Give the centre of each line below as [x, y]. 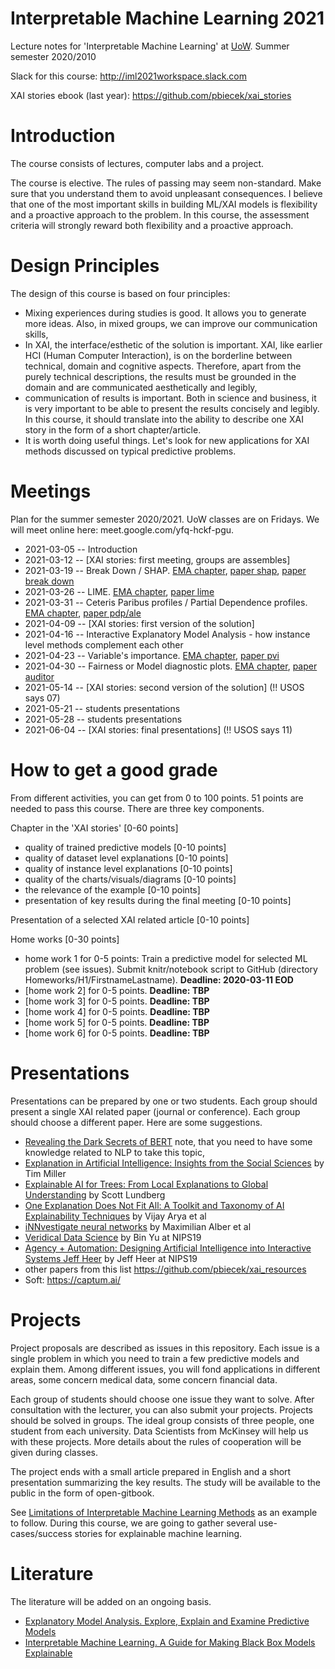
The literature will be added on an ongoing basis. [111, 1601]
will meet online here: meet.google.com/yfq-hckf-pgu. [122, 529]
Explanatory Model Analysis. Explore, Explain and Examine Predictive [167, 1621]
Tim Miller [45, 1173]
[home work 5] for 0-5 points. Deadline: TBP [117, 1022]
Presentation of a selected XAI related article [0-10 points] [130, 919]
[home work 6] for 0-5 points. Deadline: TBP [117, 1033]
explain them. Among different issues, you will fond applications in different [165, 1369]
